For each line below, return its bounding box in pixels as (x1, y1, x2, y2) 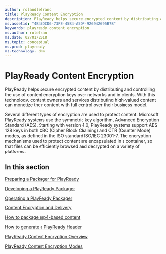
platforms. (5, 149, 26, 154)
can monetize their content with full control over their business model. (5, 102, 148, 108)
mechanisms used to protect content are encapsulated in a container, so (5, 138, 153, 144)
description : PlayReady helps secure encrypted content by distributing (5, 16, 158, 21)
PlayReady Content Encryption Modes (5, 243, 83, 249)
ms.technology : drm (5, 49, 45, 53)
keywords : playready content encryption (5, 26, 90, 31)
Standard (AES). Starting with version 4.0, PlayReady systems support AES (5, 122, 157, 128)
